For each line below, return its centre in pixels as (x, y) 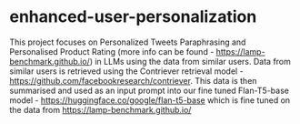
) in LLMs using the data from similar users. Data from (190, 61)
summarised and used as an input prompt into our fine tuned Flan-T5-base (149, 90)
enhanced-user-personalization (133, 17)
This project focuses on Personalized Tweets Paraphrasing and (128, 42)
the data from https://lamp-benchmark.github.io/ (100, 109)
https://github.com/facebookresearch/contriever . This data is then (133, 80)
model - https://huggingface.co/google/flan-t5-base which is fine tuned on (150, 100)
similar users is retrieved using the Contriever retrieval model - (126, 71)
